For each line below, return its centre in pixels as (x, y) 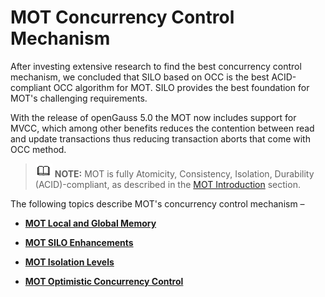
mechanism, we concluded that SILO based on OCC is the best (140, 77)
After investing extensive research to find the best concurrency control (156, 66)
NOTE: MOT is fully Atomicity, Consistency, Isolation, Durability (184, 173)
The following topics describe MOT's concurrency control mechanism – (157, 203)
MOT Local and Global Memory (90, 223)
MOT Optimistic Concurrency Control (104, 281)
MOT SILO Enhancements (79, 242)
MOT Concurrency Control (122, 17)
